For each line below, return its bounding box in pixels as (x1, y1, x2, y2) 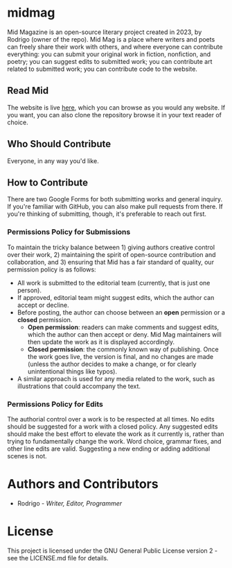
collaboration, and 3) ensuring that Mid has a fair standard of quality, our (7, 258, 215, 266)
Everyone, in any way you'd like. (7, 156, 99, 165)
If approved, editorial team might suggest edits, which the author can (17, 293, 215, 301)
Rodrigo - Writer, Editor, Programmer (17, 499, 123, 508)
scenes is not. (7, 451, 47, 460)
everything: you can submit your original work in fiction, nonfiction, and (7, 50, 211, 58)
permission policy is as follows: (7, 265, 96, 274)
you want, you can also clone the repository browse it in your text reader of (7, 110, 222, 119)
